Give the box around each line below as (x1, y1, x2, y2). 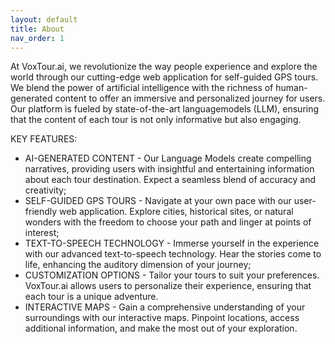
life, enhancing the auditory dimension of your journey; (24, 259, 252, 271)
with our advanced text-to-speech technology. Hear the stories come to (24, 248, 322, 260)
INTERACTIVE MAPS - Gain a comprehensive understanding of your (24, 301, 306, 313)
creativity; (24, 184, 67, 196)
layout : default (10, 14, 78, 25)
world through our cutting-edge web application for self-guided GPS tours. (10, 71, 319, 83)
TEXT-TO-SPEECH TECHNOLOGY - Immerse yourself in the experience (24, 237, 320, 250)
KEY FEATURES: (10, 133, 78, 145)
